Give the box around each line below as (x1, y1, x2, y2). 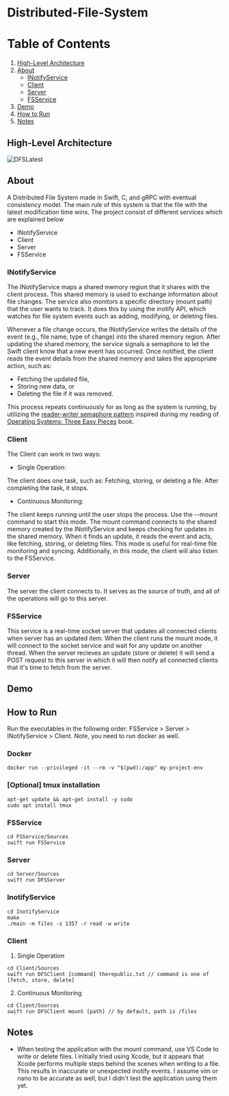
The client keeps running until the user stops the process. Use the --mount (7, 511, 218, 519)
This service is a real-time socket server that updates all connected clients (7, 626, 217, 635)
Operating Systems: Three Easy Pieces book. (7, 417, 135, 426)
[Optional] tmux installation (7, 780, 100, 790)
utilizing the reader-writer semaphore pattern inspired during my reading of (7, 410, 219, 419)
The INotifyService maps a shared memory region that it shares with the (7, 283, 211, 291)
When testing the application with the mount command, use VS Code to (16, 1045, 219, 1053)
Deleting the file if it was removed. (16, 389, 114, 398)
